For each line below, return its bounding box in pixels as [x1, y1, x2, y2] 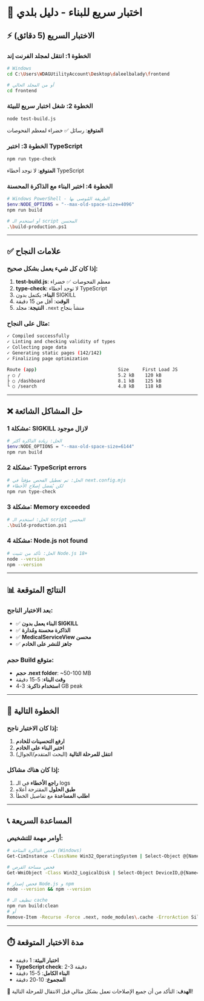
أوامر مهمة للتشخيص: [7, 834, 63, 842]
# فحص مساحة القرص [7, 864, 54, 870]
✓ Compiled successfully [7, 333, 70, 339]
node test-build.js [7, 115, 56, 122]
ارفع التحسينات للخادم [15, 738, 65, 745]
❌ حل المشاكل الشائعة [7, 406, 83, 416]
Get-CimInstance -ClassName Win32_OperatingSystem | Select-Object [7, 853, 181, 859]
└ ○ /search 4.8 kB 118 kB [7, 383, 162, 390]
